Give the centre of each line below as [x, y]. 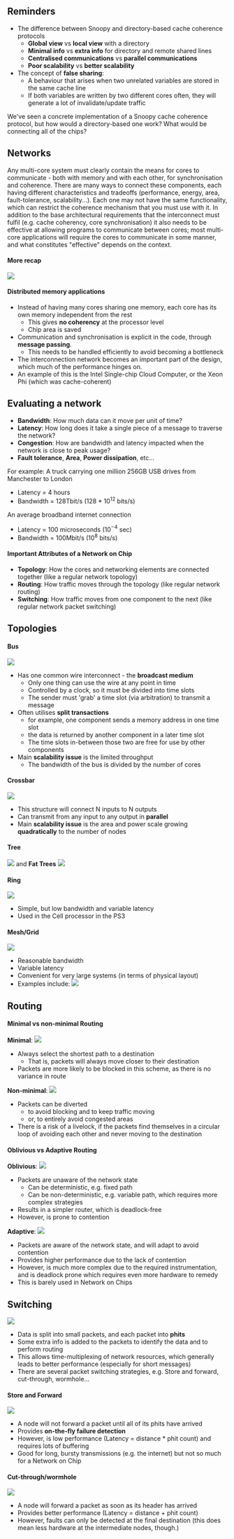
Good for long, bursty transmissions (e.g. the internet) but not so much [119, 1454]
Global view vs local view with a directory [89, 43]
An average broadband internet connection [69, 515]
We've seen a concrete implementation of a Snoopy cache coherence [108, 116]
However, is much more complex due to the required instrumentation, [117, 1267]
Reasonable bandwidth [50, 961]
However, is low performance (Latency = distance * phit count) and [114, 1439]
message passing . [44, 344]
